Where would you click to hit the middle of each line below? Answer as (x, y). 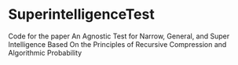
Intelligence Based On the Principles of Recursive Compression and (117, 44)
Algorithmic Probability (45, 52)
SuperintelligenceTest (81, 14)
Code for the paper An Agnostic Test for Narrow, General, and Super (119, 36)
